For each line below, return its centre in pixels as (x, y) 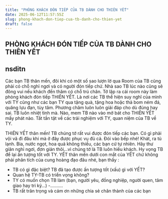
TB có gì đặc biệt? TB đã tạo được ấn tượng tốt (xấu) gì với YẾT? (79, 170)
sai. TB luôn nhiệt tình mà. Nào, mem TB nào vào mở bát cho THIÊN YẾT (80, 113)
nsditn (16, 69)
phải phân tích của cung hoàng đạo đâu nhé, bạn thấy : (62, 160)
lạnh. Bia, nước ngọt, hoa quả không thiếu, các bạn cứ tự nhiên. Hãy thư (79, 144)
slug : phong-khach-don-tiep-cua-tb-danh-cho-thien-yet (64, 19)
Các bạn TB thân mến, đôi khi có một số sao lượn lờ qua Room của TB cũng (83, 81)
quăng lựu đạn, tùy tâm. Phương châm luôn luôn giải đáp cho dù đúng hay (81, 108)
